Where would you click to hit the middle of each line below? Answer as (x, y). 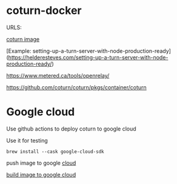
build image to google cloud (41, 174)
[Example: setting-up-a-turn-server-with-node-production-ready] (89, 51)
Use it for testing (27, 140)
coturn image (23, 39)
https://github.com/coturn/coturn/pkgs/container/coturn (76, 87)
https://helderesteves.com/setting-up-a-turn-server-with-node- (88, 57)
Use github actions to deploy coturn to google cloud (71, 129)
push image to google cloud (41, 163)
